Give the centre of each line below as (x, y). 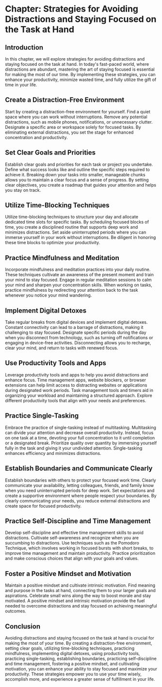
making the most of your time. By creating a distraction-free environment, (79, 643)
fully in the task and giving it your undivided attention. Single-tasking (74, 448)
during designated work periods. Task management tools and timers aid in (79, 390)
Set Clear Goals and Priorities (50, 153)
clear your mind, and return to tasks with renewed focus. (62, 348)
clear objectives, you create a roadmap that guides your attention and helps (81, 185)
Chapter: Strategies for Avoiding (72, 9)
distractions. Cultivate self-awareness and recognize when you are (72, 538)
